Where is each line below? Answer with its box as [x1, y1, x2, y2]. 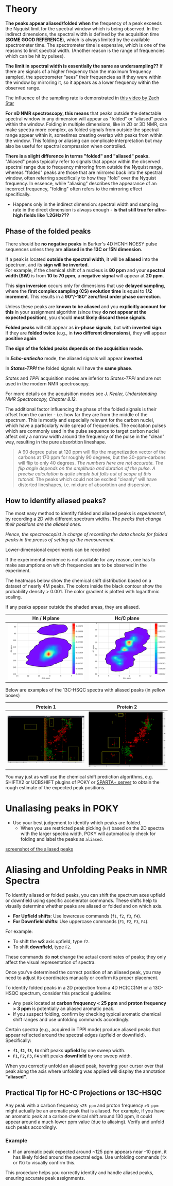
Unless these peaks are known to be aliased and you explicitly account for [5, 303, 166, 309]
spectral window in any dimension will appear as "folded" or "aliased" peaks [5, 115, 167, 121]
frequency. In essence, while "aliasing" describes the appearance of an [5, 180, 157, 186]
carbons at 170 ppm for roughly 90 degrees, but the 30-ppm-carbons [18, 454, 166, 461]
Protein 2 [117, 703, 137, 710]
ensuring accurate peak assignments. [5, 1175, 85, 1181]
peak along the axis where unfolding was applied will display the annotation [5, 1068, 166, 1074]
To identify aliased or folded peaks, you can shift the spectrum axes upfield [5, 892, 165, 898]
